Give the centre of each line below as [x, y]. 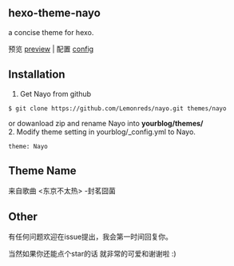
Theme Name [43, 171]
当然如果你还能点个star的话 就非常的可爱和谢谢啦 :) [93, 254]
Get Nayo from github [56, 93]
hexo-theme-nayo [55, 13]
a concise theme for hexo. [51, 32]
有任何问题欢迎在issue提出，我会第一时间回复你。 [91, 237]
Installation [37, 75]
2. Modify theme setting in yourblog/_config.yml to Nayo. [102, 132]
